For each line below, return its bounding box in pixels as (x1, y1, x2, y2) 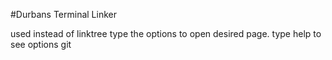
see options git (10, 39, 72, 50)
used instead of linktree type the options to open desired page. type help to (10, 28, 322, 39)
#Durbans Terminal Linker (10, 9, 117, 20)
